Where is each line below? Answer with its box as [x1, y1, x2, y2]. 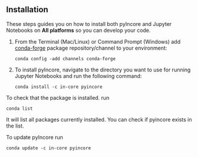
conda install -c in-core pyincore [14, 84, 103, 90]
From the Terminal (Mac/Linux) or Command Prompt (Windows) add [14, 38, 181, 45]
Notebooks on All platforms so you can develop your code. [6, 27, 151, 34]
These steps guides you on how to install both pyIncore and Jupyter [6, 20, 172, 27]
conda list [6, 106, 33, 112]
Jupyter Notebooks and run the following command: [14, 72, 142, 79]
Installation [6, 5, 48, 15]
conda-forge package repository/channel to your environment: [14, 44, 167, 51]
